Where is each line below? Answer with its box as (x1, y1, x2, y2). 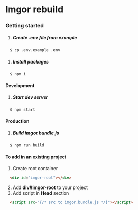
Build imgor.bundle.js (12, 130, 60, 136)
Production (5, 118, 30, 124)
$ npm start (10, 107, 36, 112)
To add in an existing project (5, 154, 67, 160)
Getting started (5, 22, 44, 29)
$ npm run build (10, 142, 44, 148)
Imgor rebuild (5, 4, 64, 15)
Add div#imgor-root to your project (12, 184, 88, 191)
